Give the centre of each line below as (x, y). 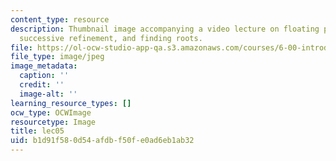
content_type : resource (60, 19)
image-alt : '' (48, 94)
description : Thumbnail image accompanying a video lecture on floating (165, 29)
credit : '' (42, 85)
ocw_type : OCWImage (51, 112)
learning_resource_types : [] (71, 103)
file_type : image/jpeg (57, 57)
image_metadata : (44, 66)
